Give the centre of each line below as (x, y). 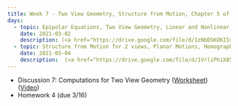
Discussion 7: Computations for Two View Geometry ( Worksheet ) (113, 80)
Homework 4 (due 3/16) (52, 95)
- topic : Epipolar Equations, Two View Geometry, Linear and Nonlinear (122, 27)
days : (15, 20)
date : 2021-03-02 (46, 34)
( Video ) (29, 87)
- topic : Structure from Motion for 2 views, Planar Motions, (107, 47)
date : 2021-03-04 (46, 54)
